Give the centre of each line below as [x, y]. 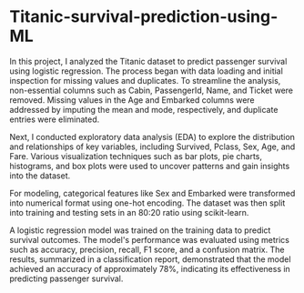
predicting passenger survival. [66, 278]
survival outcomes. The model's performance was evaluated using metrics [149, 239]
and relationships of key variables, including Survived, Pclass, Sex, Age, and [152, 146]
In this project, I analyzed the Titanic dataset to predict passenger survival [148, 61]
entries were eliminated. [55, 119]
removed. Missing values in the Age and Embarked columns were [132, 100]
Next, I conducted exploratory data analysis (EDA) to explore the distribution [152, 136]
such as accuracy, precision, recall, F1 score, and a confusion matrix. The [147, 249]
